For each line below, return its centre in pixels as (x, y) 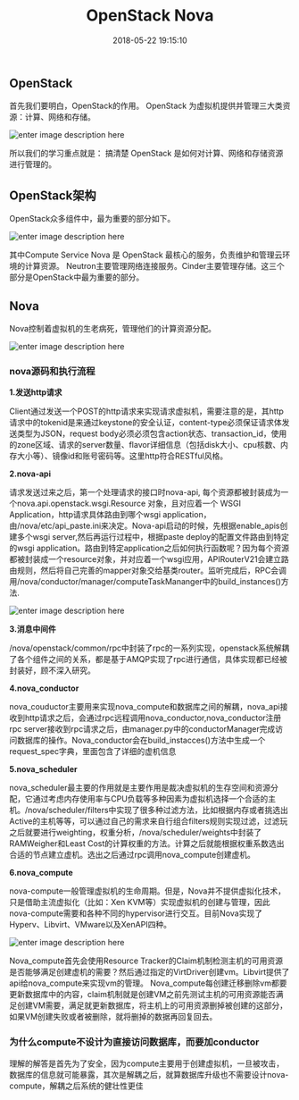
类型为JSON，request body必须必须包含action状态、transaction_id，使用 (152, 433)
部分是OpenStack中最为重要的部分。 (77, 277)
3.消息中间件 (33, 629)
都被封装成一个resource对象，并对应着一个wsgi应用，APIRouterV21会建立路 (149, 559)
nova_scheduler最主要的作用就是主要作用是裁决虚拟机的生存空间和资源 (140, 788)
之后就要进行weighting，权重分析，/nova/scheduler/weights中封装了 (136, 833)
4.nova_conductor (44, 688)
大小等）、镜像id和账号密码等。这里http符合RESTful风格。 (122, 456)
